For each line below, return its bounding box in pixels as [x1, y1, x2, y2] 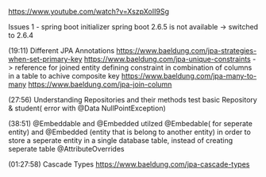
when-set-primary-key [8, 55, 83, 63]
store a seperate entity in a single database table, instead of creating [8, 136, 233, 145]
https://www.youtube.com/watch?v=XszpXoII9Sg [8, 7, 169, 16]
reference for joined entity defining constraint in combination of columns [14, 63, 253, 72]
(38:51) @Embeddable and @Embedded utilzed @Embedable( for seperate [8, 119, 253, 128]
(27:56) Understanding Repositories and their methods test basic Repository [8, 95, 258, 104]
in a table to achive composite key [8, 71, 121, 80]
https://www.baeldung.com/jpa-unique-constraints [83, 55, 252, 63]
